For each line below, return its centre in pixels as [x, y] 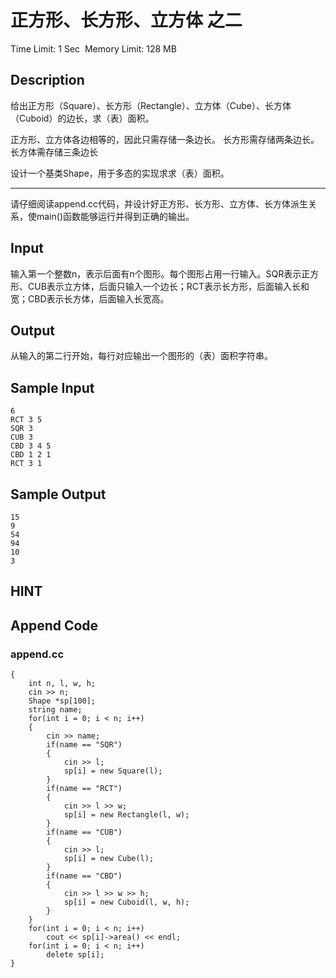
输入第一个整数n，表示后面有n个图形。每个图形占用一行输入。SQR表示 [156, 273]
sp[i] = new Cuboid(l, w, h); [126, 902]
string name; [55, 710]
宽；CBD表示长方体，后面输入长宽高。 [90, 298]
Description [47, 80]
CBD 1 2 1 [31, 455]
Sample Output [58, 494]
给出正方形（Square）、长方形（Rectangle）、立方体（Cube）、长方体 [151, 105]
